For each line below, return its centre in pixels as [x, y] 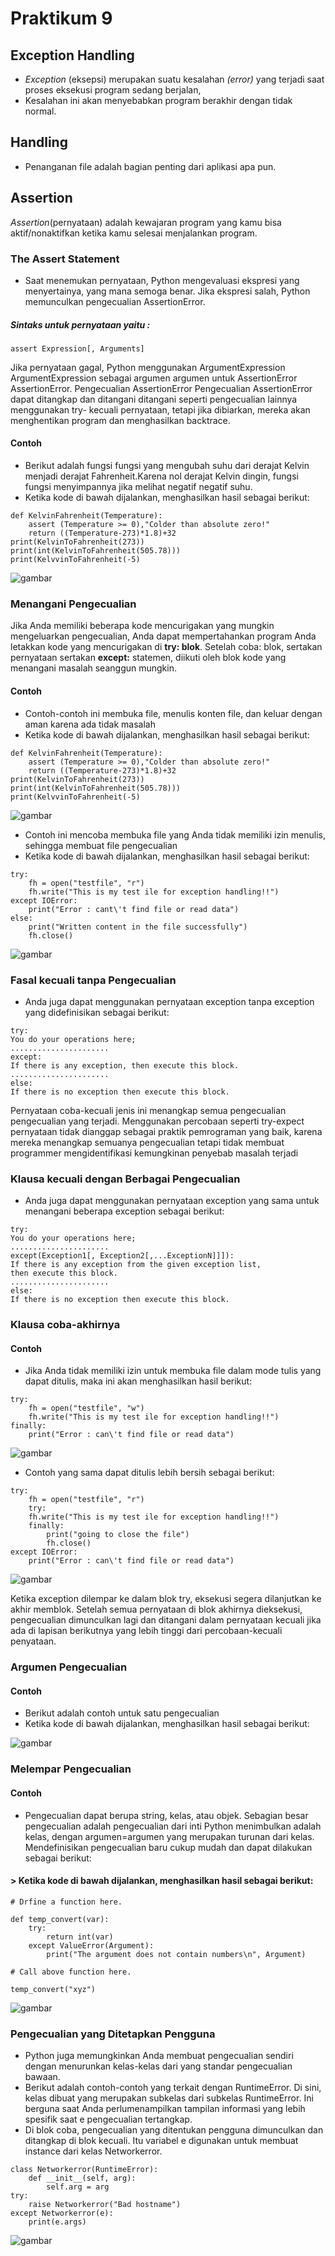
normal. [40, 111]
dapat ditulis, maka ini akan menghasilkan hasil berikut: [138, 1381]
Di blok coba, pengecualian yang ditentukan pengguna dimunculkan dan [174, 2130]
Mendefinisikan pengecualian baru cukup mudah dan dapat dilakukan [168, 1847]
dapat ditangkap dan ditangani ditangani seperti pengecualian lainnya [154, 399]
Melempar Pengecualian [71, 1769]
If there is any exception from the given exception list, [136, 1265]
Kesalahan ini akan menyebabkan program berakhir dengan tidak [158, 100]
